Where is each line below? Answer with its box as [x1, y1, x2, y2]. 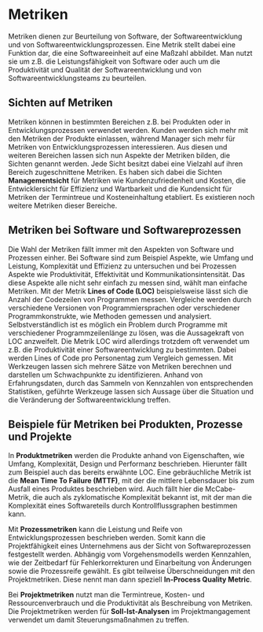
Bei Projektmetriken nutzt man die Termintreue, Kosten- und [8, 590, 206, 600]
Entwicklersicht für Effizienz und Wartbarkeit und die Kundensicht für [8, 183, 232, 194]
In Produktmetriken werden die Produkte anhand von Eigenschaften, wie [8, 451, 245, 460]
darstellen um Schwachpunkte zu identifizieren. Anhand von [8, 370, 203, 379]
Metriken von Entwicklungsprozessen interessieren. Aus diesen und [8, 142, 228, 151]
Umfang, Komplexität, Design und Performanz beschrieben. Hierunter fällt [8, 459, 247, 469]
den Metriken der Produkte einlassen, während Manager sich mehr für [8, 134, 236, 143]
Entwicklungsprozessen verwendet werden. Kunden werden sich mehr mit [8, 125, 249, 135]
